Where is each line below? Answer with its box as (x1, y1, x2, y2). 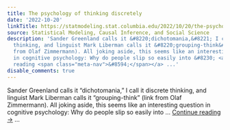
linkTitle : (7, 23, 38, 29)
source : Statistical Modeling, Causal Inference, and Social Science (7, 29, 210, 36)
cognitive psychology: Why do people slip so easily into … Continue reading (7, 107, 221, 116)
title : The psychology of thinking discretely (7, 10, 142, 17)
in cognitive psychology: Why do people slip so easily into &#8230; (13, 55, 216, 62)
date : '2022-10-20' (7, 16, 63, 23)
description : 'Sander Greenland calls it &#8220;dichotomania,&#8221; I (7, 36, 219, 42)
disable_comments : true (7, 67, 75, 74)
